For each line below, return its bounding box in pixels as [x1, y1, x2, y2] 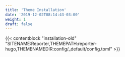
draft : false [5, 21, 33, 27]
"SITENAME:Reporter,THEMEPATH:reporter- [5, 41, 97, 47]
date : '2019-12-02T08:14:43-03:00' [5, 12, 80, 17]
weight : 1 [5, 17, 26, 22]
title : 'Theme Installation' [5, 7, 67, 13]
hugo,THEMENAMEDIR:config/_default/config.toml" [5, 46, 112, 52]
